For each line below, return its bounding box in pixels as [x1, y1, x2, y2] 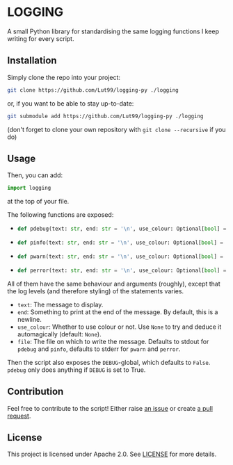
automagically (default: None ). [17, 329, 102, 338]
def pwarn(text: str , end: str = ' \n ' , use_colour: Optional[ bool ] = [17, 253, 224, 260]
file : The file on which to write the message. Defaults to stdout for [17, 337, 209, 345]
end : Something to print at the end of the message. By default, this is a [17, 307, 218, 316]
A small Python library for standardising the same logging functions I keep [7, 27, 220, 35]
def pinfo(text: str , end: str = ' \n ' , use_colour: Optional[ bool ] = [17, 239, 224, 247]
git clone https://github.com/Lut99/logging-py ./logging [7, 86, 179, 94]
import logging [7, 185, 51, 192]
